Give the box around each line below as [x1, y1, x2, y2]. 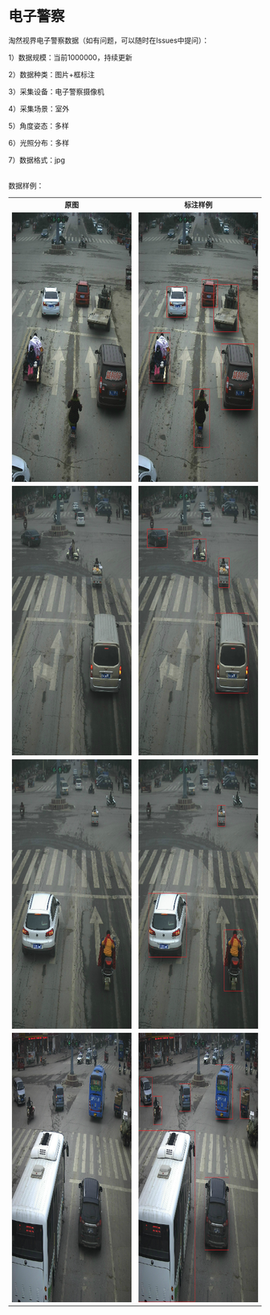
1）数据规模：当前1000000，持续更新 [8, 52, 133, 62]
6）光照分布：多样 [8, 138, 70, 147]
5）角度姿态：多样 [8, 121, 70, 130]
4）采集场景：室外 [8, 104, 70, 113]
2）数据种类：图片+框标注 [8, 69, 95, 79]
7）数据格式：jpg [8, 154, 66, 165]
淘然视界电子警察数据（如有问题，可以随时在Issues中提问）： [8, 35, 210, 45]
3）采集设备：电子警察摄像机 [8, 86, 104, 97]
